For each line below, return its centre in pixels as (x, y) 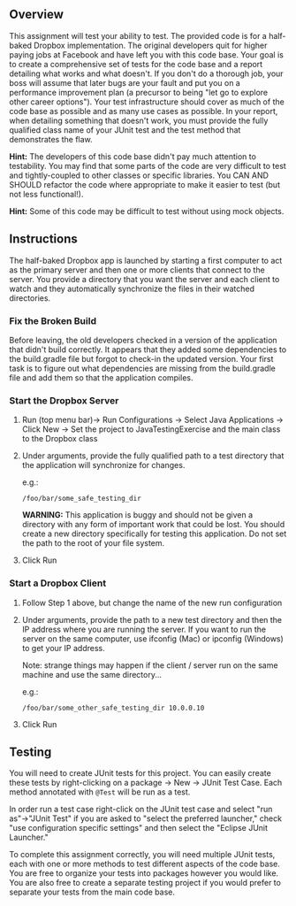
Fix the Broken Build (53, 320)
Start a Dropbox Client (58, 583)
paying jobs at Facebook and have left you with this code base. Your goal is (147, 54)
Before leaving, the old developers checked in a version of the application (143, 340)
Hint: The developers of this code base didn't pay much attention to (133, 156)
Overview (37, 15)
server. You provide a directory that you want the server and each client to (144, 279)
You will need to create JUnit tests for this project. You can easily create (140, 773)
